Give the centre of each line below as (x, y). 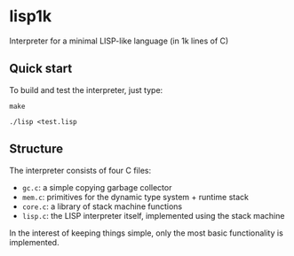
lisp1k (30, 16)
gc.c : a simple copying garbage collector (97, 187)
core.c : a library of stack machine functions (102, 206)
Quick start (41, 69)
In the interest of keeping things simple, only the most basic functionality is (147, 233)
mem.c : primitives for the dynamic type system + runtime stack (135, 197)
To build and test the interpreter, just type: (86, 89)
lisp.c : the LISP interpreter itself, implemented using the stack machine (153, 215)
